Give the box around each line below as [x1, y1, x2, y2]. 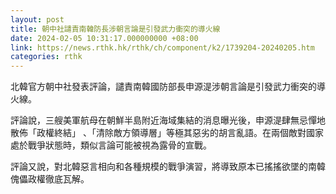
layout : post [10, 14, 65, 25]
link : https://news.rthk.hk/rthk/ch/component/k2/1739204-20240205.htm [10, 42, 315, 53]
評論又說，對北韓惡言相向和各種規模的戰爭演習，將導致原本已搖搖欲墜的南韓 [10, 161, 326, 173]
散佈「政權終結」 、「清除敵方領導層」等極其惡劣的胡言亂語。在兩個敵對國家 [10, 127, 324, 139]
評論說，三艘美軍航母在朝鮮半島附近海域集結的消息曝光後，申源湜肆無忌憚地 [10, 114, 326, 126]
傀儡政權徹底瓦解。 [10, 173, 90, 185]
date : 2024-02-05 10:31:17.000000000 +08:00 [10, 33, 199, 43]
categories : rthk [10, 52, 83, 62]
